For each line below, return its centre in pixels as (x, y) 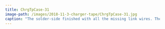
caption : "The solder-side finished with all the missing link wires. (79, 19)
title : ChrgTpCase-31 (27, 10)
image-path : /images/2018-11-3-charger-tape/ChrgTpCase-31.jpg (71, 14)
